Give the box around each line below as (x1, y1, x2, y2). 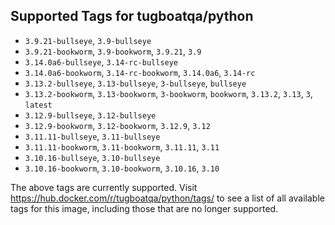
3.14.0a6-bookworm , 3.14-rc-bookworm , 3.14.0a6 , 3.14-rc (24, 66, 256, 78)
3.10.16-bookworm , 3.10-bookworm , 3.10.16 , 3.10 (24, 162, 220, 174)
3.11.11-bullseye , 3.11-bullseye (24, 130, 161, 142)
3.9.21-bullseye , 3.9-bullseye (24, 34, 152, 46)
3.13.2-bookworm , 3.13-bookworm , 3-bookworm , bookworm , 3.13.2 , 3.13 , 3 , (24, 87, 313, 99)
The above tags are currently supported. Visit (10, 181, 198, 193)
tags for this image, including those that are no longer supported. (10, 202, 279, 214)
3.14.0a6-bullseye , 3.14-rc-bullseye (24, 55, 179, 68)
